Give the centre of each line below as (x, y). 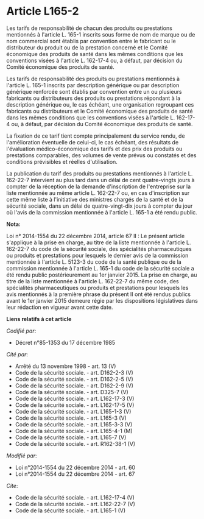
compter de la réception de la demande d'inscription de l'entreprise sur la (99, 186)
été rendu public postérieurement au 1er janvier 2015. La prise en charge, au (102, 275)
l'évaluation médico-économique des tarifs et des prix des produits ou (94, 149)
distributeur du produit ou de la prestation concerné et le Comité (87, 48)
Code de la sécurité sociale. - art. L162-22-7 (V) (75, 504)
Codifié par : (21, 331)
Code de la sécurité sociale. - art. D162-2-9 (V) (74, 386)
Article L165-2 (43, 11)
